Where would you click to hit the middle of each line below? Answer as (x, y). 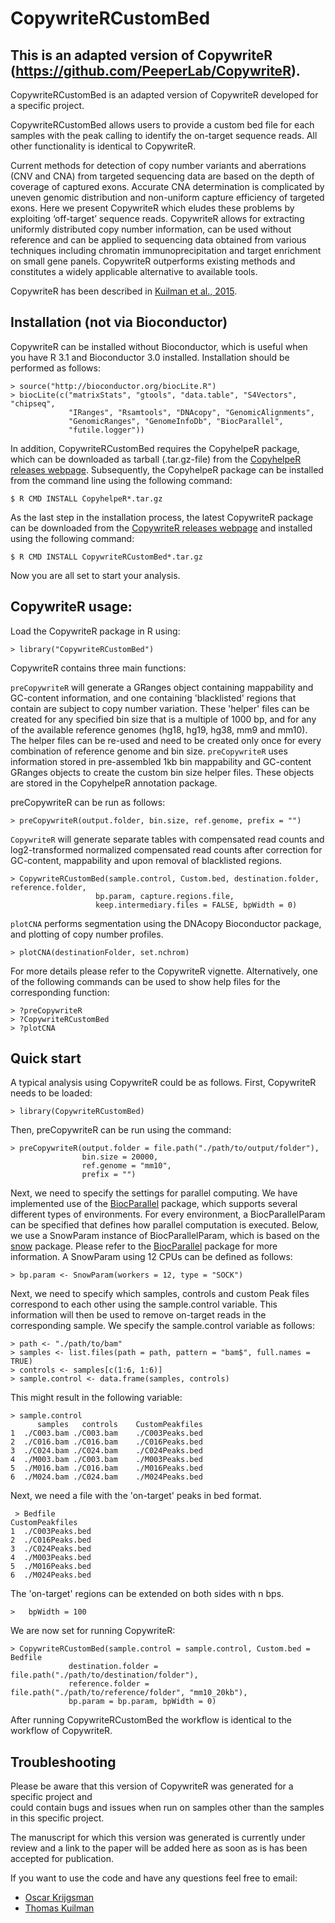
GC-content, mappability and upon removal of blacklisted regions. (146, 860)
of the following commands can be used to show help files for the (145, 981)
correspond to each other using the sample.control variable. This (144, 1304)
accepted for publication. (62, 1859)
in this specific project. (57, 1818)
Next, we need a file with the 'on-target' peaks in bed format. (136, 1496)
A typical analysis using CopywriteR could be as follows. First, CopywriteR (163, 1083)
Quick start (46, 1058)
